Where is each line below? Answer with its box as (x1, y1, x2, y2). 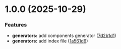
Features (5, 21, 27, 28)
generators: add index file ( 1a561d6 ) (12, 38, 88, 44)
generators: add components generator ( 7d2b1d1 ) (12, 32, 116, 38)
